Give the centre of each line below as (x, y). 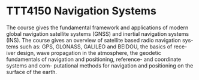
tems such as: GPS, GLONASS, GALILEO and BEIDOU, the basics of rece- (97, 47)
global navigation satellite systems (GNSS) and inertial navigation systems (98, 33)
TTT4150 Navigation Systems (82, 11)
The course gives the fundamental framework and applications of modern (97, 27)
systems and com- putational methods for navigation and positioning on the (100, 65)
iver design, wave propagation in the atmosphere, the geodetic (84, 53)
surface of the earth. (32, 72)
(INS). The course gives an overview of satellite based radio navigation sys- (100, 40)
